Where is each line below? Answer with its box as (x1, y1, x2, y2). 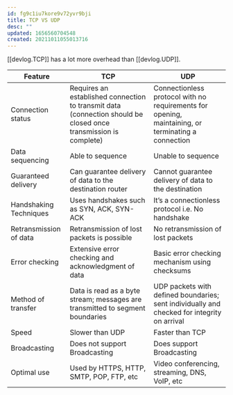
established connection (69, 92, 146, 102)
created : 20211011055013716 (7, 36, 89, 43)
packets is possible (69, 233, 132, 243)
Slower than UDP (69, 328, 126, 337)
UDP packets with (153, 282, 212, 291)
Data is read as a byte (69, 286, 141, 296)
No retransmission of (153, 224, 222, 234)
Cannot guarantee (153, 167, 213, 177)
